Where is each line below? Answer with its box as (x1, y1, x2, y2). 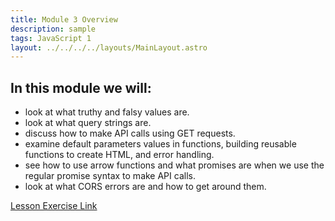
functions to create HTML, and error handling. (24, 149, 215, 161)
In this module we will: (10, 79, 152, 96)
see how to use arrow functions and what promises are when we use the (24, 159, 325, 171)
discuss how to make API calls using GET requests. (24, 127, 236, 140)
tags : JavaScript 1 (10, 33, 92, 43)
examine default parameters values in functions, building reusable (24, 138, 297, 150)
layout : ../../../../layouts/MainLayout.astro (10, 42, 208, 53)
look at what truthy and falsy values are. (24, 106, 190, 118)
